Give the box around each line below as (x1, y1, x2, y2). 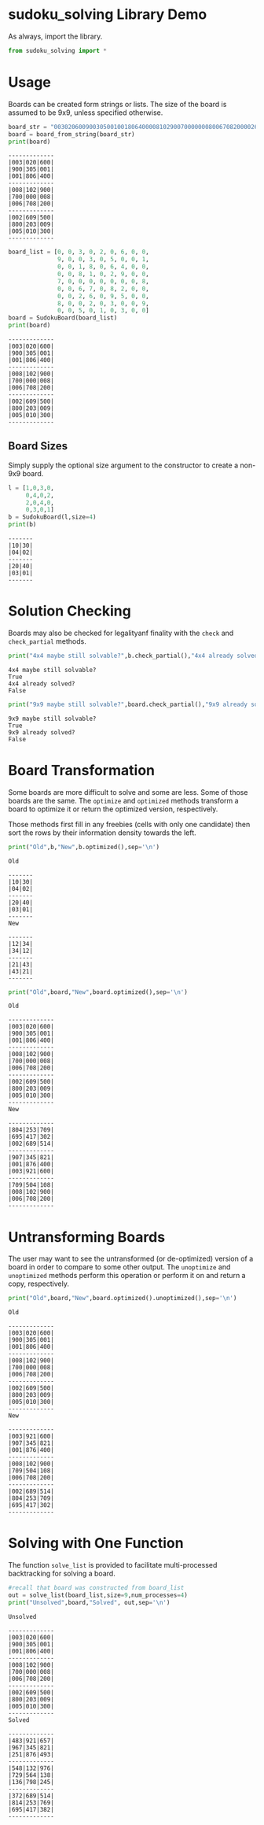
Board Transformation (8, 761, 156, 779)
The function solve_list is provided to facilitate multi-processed (8, 1561, 218, 1570)
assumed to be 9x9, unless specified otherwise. (8, 108, 163, 117)
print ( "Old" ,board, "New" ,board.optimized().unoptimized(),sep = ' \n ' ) (8, 1295, 237, 1302)
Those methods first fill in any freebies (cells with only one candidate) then (8, 819, 251, 829)
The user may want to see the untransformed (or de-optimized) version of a (8, 1254, 254, 1264)
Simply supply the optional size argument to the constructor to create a (8, 460, 239, 470)
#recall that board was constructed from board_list (8, 1584, 185, 1592)
